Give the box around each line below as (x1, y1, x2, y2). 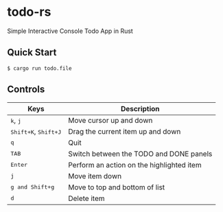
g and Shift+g (10, 183, 55, 191)
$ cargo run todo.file (7, 64, 72, 72)
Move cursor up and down (68, 115, 153, 125)
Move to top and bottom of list (68, 182, 165, 192)
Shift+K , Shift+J (10, 126, 62, 136)
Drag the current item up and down (68, 126, 181, 136)
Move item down (68, 171, 122, 180)
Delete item (68, 193, 105, 203)
